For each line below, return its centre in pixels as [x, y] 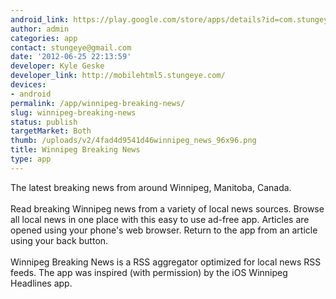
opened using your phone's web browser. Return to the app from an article [164, 230]
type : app [31, 159]
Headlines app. [41, 283]
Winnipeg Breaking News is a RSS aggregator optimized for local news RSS [166, 262]
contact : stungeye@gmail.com [71, 47]
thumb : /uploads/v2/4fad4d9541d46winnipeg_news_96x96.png [133, 141]
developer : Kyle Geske [57, 66]
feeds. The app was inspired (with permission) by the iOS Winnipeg [149, 272]
